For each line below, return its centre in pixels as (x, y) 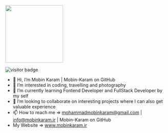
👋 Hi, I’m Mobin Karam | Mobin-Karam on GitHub (64, 79)
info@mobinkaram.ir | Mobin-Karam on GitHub (62, 120)
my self (20, 96)
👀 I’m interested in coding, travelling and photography (69, 85)
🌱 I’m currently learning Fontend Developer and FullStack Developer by (88, 90)
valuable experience (34, 107)
